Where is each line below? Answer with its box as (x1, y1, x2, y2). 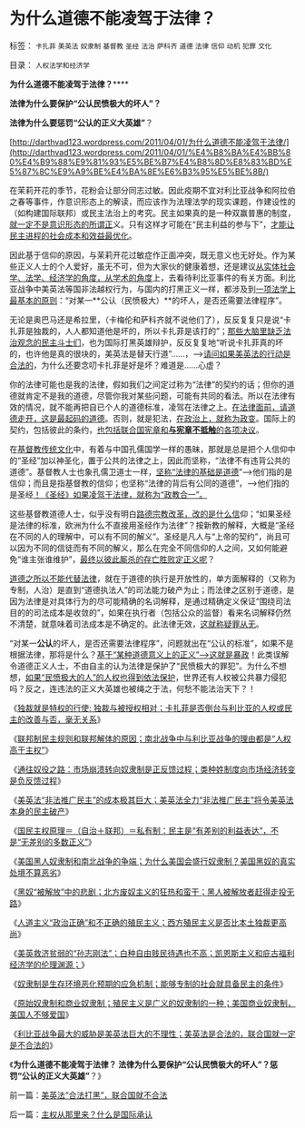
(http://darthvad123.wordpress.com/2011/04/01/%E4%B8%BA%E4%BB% (9, 146, 286, 157)
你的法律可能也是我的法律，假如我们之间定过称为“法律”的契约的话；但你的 (9, 379, 288, 390)
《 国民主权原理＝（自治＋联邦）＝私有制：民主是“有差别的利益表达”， (9, 825, 271, 836)
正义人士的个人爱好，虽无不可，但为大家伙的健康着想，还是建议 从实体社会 (16, 261, 296, 272)
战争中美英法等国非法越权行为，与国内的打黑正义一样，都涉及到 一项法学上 (16, 283, 296, 294)
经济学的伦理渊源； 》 (9, 959, 89, 970)
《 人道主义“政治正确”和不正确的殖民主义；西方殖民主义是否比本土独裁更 (9, 916, 280, 927)
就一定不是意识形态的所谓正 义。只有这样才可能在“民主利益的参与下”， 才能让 (9, 219, 295, 230)
